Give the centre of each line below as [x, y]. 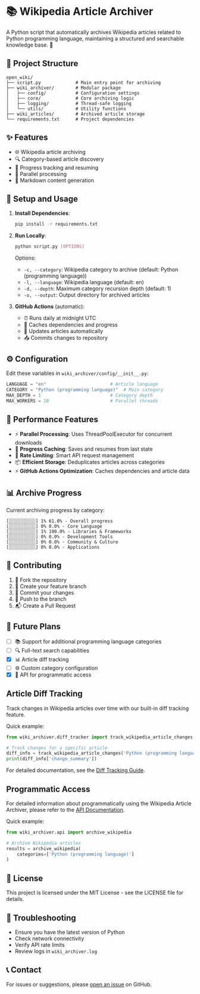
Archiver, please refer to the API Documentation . [65, 810]
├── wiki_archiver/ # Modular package [63, 88]
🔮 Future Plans [34, 627]
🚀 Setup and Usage [42, 199]
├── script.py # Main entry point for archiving [84, 82]
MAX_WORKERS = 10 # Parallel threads [82, 401]
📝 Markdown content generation [54, 180]
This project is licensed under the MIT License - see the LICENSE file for [95, 893]
